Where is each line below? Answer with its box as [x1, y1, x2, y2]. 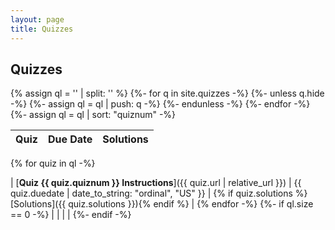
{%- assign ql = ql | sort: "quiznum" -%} [10, 109, 177, 121]
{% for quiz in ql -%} [10, 157, 96, 170]
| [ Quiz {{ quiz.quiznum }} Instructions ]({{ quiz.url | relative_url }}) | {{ [10, 177, 302, 189]
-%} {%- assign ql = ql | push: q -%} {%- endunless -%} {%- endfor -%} [10, 98, 311, 110]
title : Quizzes [10, 24, 74, 34]
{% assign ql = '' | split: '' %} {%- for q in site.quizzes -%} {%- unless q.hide [10, 87, 325, 100]
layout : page [10, 14, 65, 25]
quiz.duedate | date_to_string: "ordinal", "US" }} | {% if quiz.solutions [10, 187, 293, 200]
